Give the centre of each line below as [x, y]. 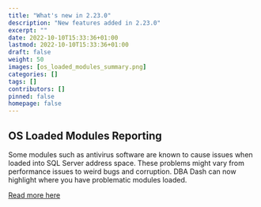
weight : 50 [26, 60]
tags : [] [23, 81]
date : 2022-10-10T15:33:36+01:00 [63, 38]
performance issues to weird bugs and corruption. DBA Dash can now [122, 171]
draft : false [30, 52]
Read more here [34, 195]
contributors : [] [37, 89]
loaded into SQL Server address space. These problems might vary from [127, 163]
